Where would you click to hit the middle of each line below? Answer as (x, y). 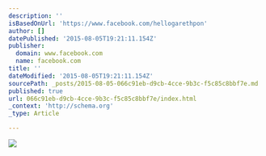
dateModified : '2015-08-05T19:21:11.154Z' (81, 76)
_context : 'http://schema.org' (61, 106)
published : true (36, 91)
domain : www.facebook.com (59, 53)
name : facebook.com (49, 61)
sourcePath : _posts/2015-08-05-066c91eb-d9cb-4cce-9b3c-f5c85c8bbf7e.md (133, 83)
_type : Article (34, 114)
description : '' (36, 16)
